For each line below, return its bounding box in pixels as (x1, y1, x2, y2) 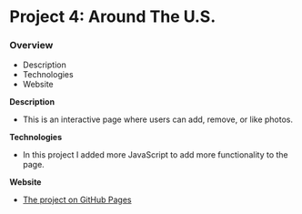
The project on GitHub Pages (22, 194, 132, 206)
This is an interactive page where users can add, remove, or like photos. (22, 114, 294, 125)
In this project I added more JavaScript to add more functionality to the (22, 149, 288, 160)
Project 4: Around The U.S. (9, 6, 216, 27)
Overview (9, 39, 54, 52)
